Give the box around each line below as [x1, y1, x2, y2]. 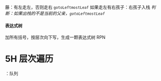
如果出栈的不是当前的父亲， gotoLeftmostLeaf [13, 10, 105, 16]
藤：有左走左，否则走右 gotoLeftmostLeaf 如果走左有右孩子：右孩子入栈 [5, 4, 151, 10]
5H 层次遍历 [5, 54, 54, 65]
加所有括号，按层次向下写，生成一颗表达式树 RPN [5, 34, 106, 40]
